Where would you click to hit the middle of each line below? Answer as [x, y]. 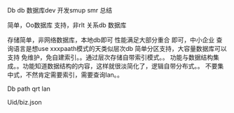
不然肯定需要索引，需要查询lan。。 [75, 75]
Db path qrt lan [29, 89]
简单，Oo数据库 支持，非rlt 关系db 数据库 [67, 25]
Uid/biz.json [25, 102]
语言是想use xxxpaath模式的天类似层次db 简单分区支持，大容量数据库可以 [120, 48]
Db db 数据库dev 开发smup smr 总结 [60, 10]
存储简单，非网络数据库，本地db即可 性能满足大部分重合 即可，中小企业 [111, 40]
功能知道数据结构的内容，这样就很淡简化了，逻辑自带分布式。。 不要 [120, 66]
